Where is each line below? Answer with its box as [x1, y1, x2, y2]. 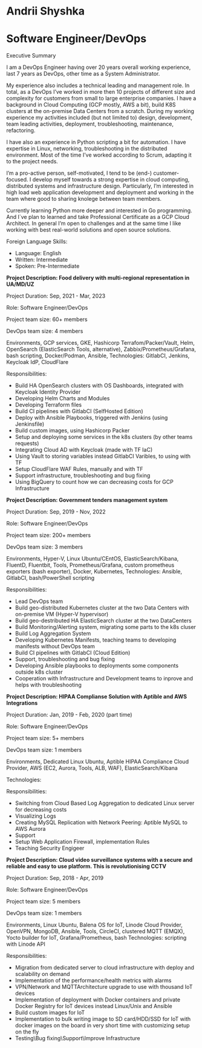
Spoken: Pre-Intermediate [15, 262, 80, 270]
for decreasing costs [15, 806, 67, 813]
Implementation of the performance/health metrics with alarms [15, 977, 172, 984]
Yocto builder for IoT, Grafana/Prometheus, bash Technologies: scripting [6, 934, 187, 942]
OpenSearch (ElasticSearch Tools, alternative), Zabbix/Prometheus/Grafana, [6, 346, 197, 353]
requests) [15, 440, 39, 447]
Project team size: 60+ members [6, 316, 88, 323]
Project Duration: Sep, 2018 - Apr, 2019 [6, 874, 104, 882]
